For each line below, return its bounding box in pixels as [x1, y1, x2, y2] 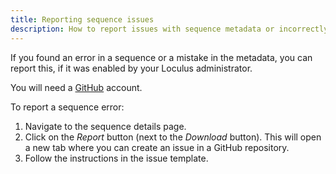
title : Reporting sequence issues [10, 14, 155, 25]
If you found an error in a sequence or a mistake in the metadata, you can [10, 51, 313, 63]
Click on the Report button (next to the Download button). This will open [24, 131, 322, 143]
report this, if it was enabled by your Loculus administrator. [10, 62, 253, 74]
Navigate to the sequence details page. [24, 120, 187, 132]
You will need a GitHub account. [10, 81, 143, 93]
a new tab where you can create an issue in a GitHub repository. [24, 141, 290, 153]
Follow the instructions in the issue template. [24, 152, 209, 164]
